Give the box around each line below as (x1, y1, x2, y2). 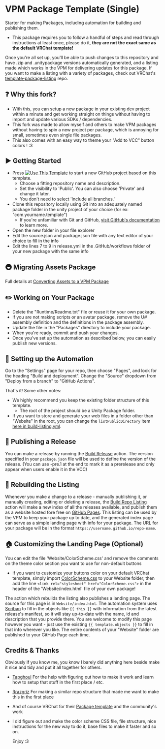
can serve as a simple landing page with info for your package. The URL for (5, 520, 159, 526)
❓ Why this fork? (5, 90, 57, 99)
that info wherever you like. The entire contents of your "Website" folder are (5, 626, 159, 633)
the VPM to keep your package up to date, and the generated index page (5, 514, 153, 520)
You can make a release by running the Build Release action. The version (5, 450, 153, 456)
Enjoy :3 (12, 738, 29, 744)
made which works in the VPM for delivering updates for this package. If (5, 65, 152, 71)
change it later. (19, 190, 50, 196)
